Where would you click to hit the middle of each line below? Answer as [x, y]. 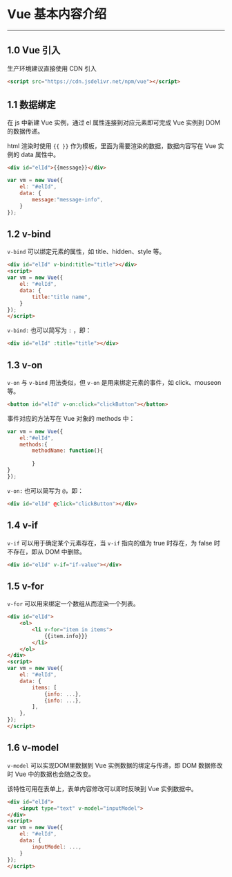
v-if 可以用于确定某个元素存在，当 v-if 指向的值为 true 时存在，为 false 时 [114, 543]
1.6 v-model [33, 748]
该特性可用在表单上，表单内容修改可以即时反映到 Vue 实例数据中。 [102, 788]
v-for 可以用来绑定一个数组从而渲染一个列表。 [73, 604]
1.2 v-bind [29, 234]
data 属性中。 [40, 155]
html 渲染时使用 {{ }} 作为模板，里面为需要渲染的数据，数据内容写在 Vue [112, 146]
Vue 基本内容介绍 [57, 14]
